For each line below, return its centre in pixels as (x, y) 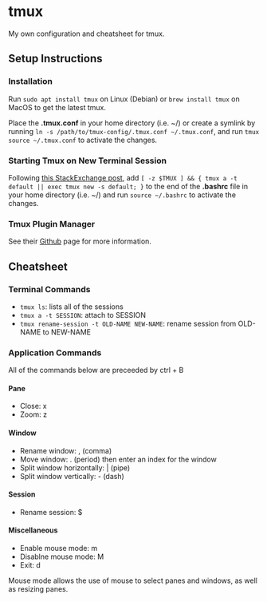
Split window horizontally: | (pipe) (75, 467)
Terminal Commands (49, 289)
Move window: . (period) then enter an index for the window (118, 459)
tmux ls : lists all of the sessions (71, 307)
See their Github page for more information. (80, 241)
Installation (31, 81)
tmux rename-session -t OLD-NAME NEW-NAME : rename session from (128, 323)
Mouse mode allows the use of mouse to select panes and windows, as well (133, 580)
